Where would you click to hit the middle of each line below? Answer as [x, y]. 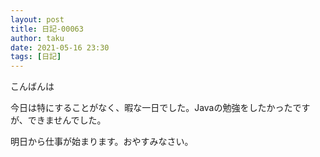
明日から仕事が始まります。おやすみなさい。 [102, 142]
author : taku [37, 38]
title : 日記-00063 [47, 29]
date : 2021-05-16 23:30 [60, 47]
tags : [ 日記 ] [36, 57]
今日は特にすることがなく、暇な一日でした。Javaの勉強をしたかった [151, 108]
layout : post [37, 19]
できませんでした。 [67, 120]
